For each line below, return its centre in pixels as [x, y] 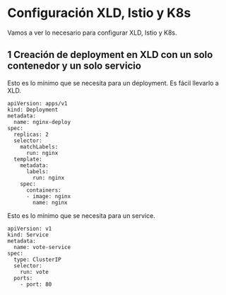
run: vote [35, 272]
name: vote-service [42, 247]
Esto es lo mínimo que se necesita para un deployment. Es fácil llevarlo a [113, 83]
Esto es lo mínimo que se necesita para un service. [81, 215]
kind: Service [28, 235]
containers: [43, 190]
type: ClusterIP [37, 260]
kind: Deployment [33, 110]
